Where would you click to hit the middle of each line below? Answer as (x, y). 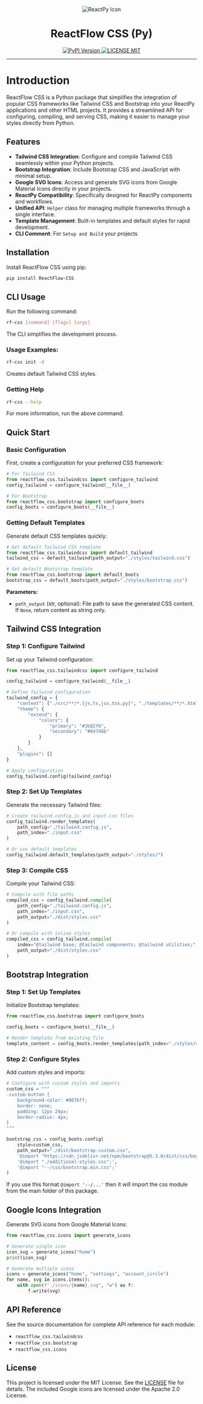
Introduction (38, 81)
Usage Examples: (32, 349)
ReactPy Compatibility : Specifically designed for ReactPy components (103, 195)
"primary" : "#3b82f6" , (78, 726)
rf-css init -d (25, 362)
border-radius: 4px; (43, 1117)
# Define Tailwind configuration (48, 692)
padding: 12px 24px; (43, 1112)
